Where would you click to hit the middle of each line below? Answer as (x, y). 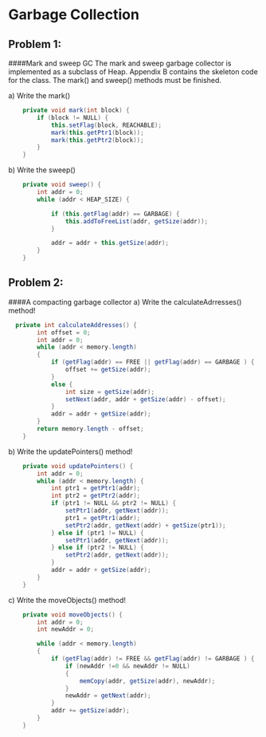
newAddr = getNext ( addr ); (108, 696)
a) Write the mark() (39, 96)
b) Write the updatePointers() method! (70, 451)
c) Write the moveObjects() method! (67, 600)
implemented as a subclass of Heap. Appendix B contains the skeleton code (133, 72)
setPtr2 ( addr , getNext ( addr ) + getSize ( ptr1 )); (145, 525)
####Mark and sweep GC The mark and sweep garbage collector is (120, 63)
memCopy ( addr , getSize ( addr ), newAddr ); (147, 681)
